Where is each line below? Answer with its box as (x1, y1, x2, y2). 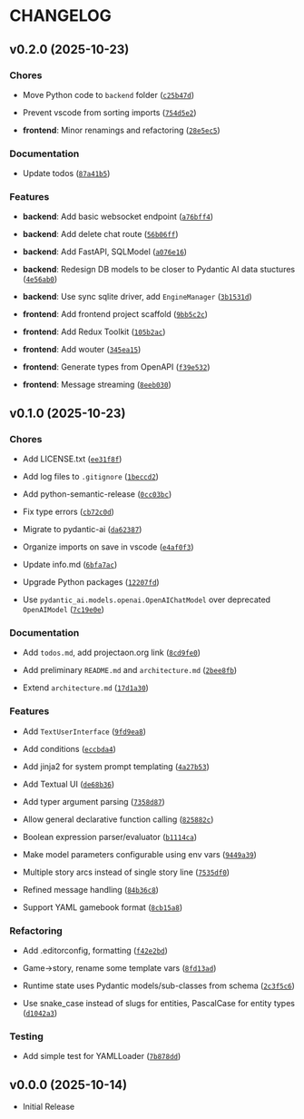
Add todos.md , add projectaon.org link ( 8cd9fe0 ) (22, 647, 201, 659)
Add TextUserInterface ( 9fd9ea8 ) (22, 726, 147, 737)
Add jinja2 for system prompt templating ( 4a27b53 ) (22, 760, 211, 772)
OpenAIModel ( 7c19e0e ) (22, 604, 104, 615)
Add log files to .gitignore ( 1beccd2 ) (22, 471, 159, 482)
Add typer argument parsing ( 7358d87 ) (22, 796, 165, 807)
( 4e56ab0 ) (22, 273, 58, 284)
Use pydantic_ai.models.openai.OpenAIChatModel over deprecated (22, 594, 270, 605)
